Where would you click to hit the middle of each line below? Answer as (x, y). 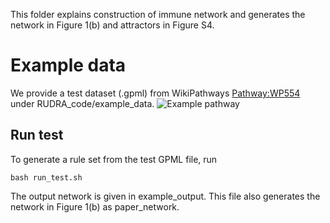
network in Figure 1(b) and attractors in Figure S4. (112, 25)
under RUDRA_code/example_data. (82, 103)
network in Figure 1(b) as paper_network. (95, 206)
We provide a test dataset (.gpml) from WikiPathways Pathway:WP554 (155, 93)
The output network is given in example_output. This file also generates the (165, 196)
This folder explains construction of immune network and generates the (158, 14)
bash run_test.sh (46, 177)
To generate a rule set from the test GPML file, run (114, 159)
